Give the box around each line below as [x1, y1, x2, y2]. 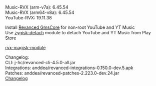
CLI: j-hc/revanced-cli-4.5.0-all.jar [5, 60, 76, 65]
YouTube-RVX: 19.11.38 [5, 15, 52, 20]
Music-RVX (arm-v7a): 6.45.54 [5, 4, 68, 10]
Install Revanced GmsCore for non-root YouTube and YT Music [5, 24, 135, 30]
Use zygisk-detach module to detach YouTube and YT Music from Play [5, 30, 151, 35]
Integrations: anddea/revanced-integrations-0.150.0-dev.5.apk [5, 65, 133, 71]
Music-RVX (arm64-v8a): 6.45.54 [5, 9, 74, 15]
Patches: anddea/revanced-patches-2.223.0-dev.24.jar [5, 70, 119, 76]
